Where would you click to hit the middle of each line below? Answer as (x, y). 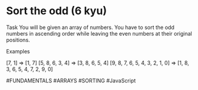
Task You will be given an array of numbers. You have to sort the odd (90, 27)
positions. (18, 40)
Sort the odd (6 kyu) (57, 11)
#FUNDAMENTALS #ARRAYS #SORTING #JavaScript (71, 81)
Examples (18, 51)
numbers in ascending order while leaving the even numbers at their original (99, 33)
